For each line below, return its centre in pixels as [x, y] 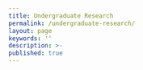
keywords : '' [30, 38]
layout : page [30, 31]
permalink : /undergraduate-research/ [72, 23]
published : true [36, 53]
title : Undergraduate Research [61, 16]
